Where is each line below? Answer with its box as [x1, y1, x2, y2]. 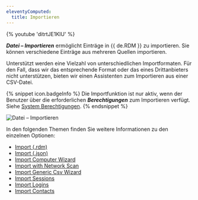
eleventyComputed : [6, 8, 52, 15]
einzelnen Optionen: [6, 131, 55, 139]
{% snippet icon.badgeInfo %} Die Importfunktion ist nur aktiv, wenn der [6, 90, 183, 97]
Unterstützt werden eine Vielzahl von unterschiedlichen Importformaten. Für [6, 60, 192, 67]
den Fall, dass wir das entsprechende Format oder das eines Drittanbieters [6, 66, 189, 73]
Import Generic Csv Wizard [14, 168, 82, 175]
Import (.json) [14, 149, 49, 157]
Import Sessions [14, 175, 55, 182]
